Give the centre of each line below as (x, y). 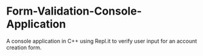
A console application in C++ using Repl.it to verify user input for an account (102, 41)
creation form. (24, 47)
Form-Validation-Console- (74, 11)
